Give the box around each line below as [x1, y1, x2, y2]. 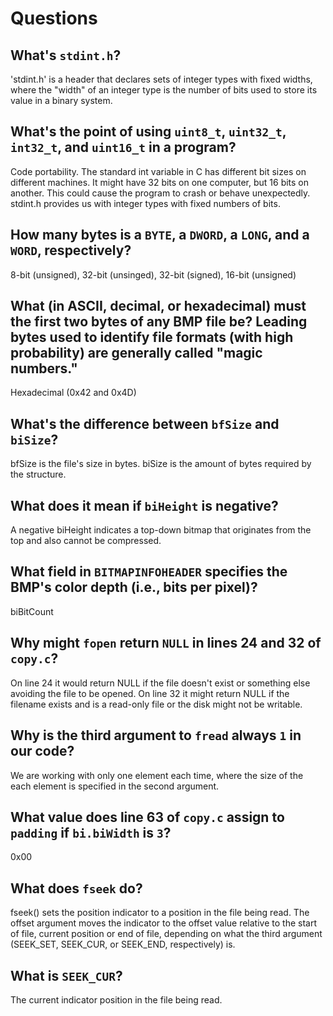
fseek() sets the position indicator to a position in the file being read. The [10, 907, 310, 919]
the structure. [10, 468, 67, 481]
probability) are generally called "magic [10, 345, 263, 362]
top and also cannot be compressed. [10, 535, 162, 547]
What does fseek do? [10, 880, 143, 897]
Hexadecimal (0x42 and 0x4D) [10, 387, 137, 399]
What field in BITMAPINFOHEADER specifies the [10, 563, 288, 581]
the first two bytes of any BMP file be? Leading [10, 313, 308, 331]
